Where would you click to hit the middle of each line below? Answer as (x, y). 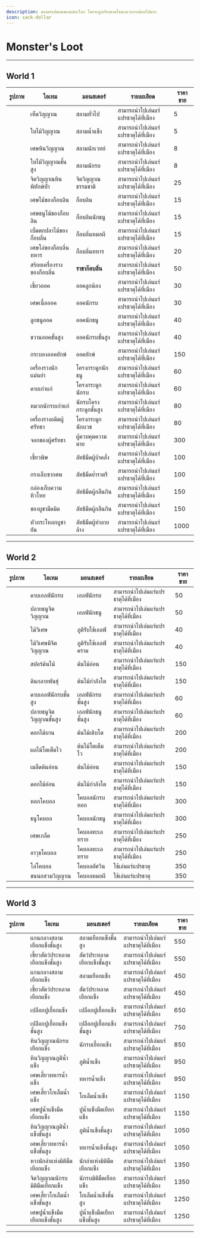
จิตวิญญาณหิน (46, 179)
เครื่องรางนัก (44, 368)
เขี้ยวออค (40, 286)
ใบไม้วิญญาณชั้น (48, 162)
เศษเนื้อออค (43, 303)
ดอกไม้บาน (42, 733)
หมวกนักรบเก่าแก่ (50, 406)
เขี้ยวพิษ (39, 457)
